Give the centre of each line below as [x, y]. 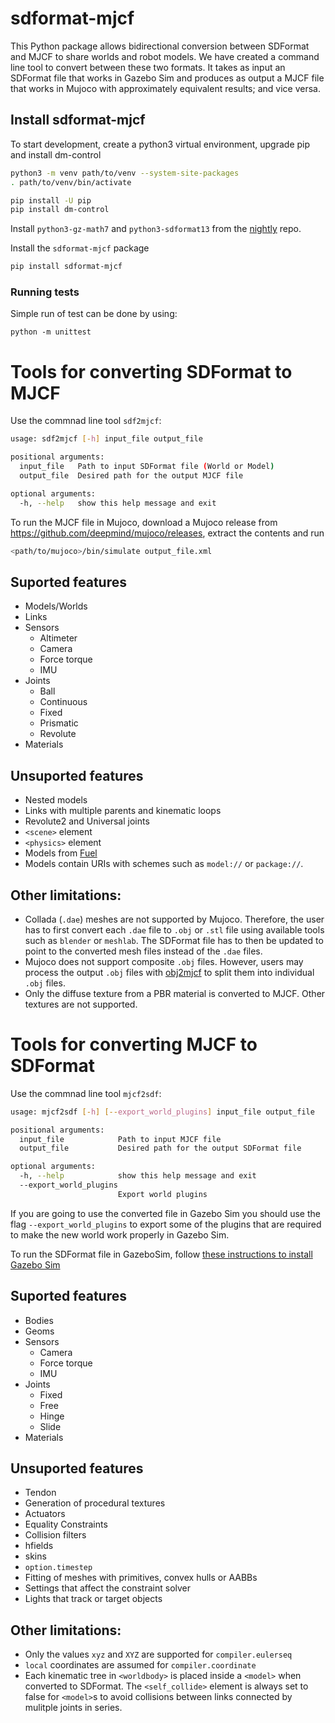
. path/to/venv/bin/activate [71, 182]
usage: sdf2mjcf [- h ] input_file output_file [106, 439]
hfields [39, 1546]
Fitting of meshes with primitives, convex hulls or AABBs [141, 1578]
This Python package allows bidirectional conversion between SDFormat [160, 46]
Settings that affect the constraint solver [108, 1588]
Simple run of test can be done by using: [94, 314]
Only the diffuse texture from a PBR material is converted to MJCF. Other [175, 993]
